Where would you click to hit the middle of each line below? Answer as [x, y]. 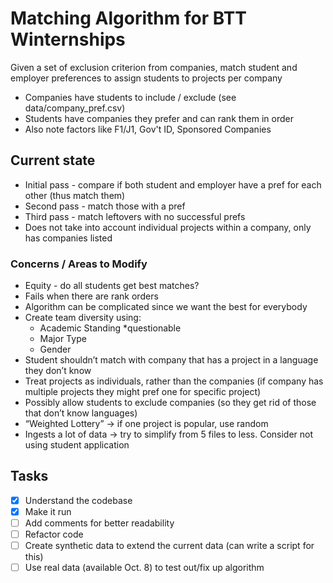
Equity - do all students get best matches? [112, 286]
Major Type [63, 339]
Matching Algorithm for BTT [129, 18]
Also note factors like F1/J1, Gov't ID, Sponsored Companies [148, 129]
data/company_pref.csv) [75, 108]
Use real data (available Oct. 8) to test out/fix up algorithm [144, 568]
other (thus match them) [75, 195]
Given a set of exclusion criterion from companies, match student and [154, 67]
